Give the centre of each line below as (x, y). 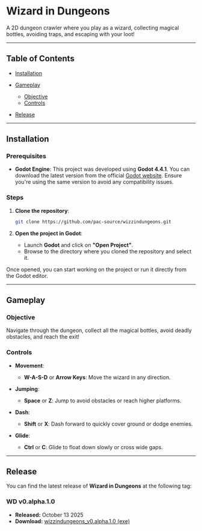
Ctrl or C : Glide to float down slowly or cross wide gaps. (93, 447)
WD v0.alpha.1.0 (31, 502)
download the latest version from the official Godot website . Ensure (98, 176)
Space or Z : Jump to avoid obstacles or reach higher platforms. (103, 401)
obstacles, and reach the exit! (43, 337)
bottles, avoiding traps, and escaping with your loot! (71, 34)
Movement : (29, 366)
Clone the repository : (42, 210)
